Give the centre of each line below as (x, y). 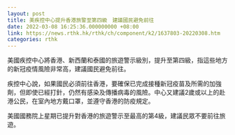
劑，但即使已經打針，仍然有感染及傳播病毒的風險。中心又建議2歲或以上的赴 (116, 93)
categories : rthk (33, 40)
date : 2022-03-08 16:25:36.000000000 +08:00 (73, 26)
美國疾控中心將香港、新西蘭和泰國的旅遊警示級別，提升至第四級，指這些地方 (117, 61)
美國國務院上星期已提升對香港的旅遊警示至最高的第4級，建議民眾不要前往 (114, 116)
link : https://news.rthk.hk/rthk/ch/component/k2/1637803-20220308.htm (114, 33)
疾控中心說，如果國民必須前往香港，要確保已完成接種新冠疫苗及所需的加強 (114, 84)
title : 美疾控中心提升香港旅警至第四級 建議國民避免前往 (81, 20)
